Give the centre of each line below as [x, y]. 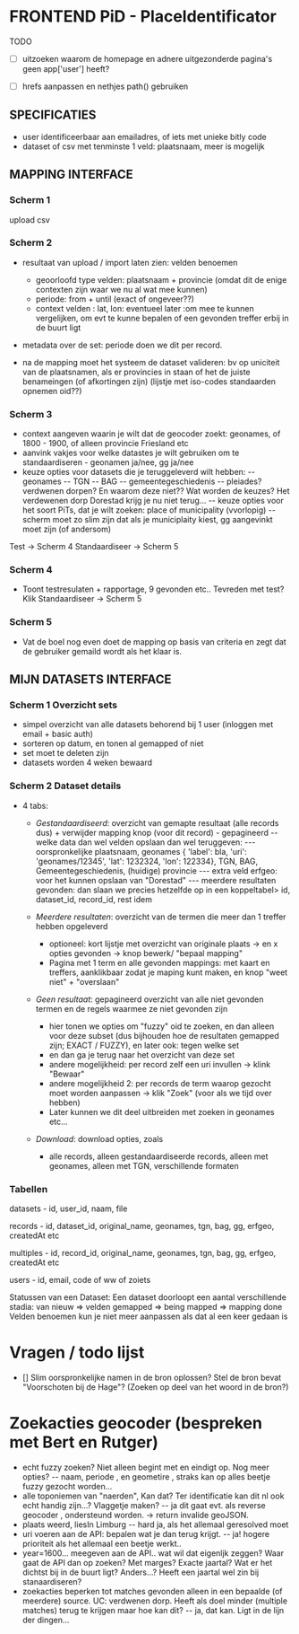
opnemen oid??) [52, 391]
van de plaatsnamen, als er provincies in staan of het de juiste [136, 372]
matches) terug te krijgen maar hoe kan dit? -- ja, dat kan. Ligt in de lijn [153, 1610]
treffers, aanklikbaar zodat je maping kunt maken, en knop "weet [168, 972]
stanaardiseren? [52, 1581]
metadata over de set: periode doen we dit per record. [122, 345]
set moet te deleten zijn [65, 753]
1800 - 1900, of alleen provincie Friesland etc [106, 444]
